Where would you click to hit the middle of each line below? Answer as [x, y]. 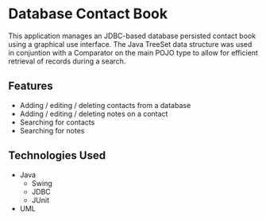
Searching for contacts [57, 122]
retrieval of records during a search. [67, 61]
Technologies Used [57, 156]
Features [31, 86]
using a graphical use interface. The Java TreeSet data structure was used [130, 44]
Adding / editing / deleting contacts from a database [105, 105]
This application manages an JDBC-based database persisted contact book [132, 36]
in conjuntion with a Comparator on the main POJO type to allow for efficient [133, 52]
